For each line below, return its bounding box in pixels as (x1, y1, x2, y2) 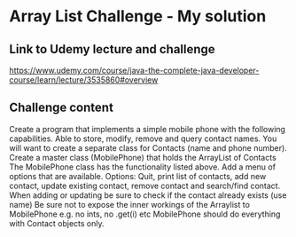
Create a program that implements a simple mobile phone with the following (9, 123, 286, 134)
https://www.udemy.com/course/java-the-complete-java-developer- (9, 65, 260, 75)
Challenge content (9, 100, 113, 115)
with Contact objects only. (9, 217, 105, 228)
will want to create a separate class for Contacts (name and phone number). (9, 142, 288, 153)
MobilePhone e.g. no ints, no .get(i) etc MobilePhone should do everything (9, 209, 281, 219)
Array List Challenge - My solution (9, 6, 267, 27)
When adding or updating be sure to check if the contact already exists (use (9, 189, 287, 201)
